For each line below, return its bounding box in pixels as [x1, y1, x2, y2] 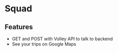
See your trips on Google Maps [11, 41, 76, 47]
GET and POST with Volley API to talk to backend [11, 36, 113, 42]
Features [4, 23, 33, 31]
